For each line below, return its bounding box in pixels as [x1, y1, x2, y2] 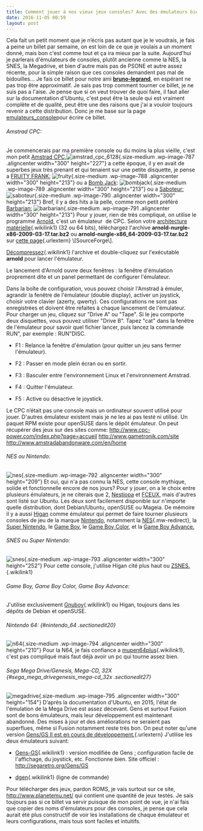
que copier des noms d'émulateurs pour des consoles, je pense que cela [6, 804, 188, 812]
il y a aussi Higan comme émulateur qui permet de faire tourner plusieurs [6, 510, 188, 517]
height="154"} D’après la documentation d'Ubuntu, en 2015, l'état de [6, 698, 177, 706]
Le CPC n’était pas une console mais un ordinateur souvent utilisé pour [6, 406, 182, 414]
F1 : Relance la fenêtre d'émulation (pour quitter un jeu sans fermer [14, 342, 182, 349]
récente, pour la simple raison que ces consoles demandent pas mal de [6, 69, 184, 76]
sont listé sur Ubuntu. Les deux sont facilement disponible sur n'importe [6, 497, 186, 505]
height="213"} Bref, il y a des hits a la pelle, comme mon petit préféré [6, 198, 178, 205]
